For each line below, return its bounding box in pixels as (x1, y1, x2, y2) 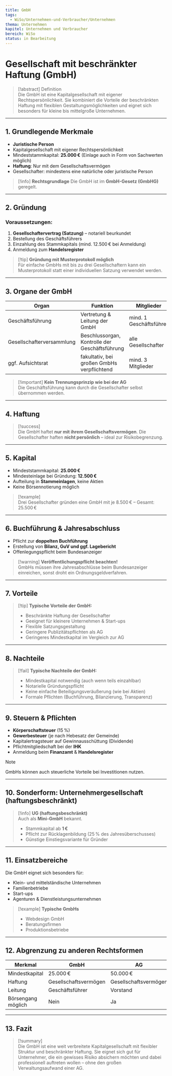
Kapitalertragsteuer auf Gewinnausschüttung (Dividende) (12, 738, 134, 744)
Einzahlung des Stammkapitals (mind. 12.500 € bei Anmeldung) (12, 241, 146, 247)
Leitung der (80, 317, 109, 324)
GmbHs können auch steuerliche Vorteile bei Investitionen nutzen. (5, 769, 145, 775)
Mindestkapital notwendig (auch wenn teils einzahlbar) (25, 677, 141, 684)
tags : (5, 12, 17, 17)
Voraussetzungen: (5, 218, 53, 225)
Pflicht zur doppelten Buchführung (12, 537, 88, 544)
